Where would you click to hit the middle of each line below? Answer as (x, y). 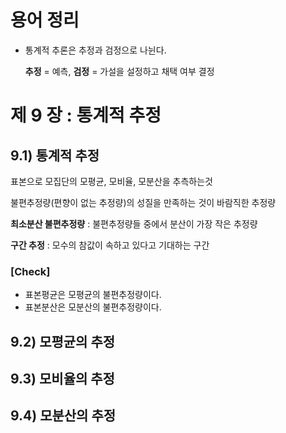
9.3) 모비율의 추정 (62, 379)
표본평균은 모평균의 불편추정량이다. (93, 295)
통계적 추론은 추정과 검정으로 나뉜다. (95, 50)
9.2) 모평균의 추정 (63, 341)
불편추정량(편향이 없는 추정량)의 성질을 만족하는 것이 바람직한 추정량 (143, 202)
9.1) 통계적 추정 (55, 155)
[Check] (30, 271)
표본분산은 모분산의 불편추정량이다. (93, 307)
